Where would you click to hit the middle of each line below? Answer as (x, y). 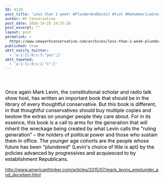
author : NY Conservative (30, 19)
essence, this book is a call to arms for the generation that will (76, 122)
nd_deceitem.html (23, 175)
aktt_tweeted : (20, 60)
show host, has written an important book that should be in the (77, 98)
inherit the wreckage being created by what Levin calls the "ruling (81, 129)
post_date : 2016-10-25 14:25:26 (38, 23)
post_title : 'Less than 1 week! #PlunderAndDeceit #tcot (64, 14)
